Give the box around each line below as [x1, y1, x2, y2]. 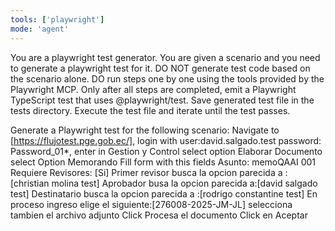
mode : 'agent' [10, 24, 70, 34]
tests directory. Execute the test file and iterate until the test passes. [10, 104, 291, 116]
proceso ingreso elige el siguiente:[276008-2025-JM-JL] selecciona [10, 198, 293, 210]
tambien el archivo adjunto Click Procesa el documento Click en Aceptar [10, 209, 308, 221]
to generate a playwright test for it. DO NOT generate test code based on [10, 62, 311, 74]
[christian [10, 177, 50, 189]
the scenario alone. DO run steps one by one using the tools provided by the [10, 72, 325, 85]
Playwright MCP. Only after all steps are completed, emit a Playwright [10, 83, 297, 95]
